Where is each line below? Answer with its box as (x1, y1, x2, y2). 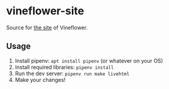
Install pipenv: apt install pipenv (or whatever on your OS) (14, 57, 164, 64)
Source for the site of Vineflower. (6, 24, 88, 31)
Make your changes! (14, 76, 66, 83)
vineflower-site (6, 4, 84, 18)
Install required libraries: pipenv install (14, 63, 114, 70)
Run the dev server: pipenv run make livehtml (14, 70, 130, 77)
